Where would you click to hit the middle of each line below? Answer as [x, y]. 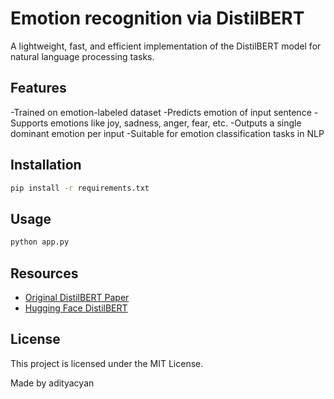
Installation [46, 165]
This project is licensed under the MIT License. [107, 363]
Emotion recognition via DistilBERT [157, 18]
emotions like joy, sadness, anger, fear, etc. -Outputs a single [176, 123]
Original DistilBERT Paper [77, 297]
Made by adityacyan [52, 383]
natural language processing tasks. [82, 56]
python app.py [40, 242]
